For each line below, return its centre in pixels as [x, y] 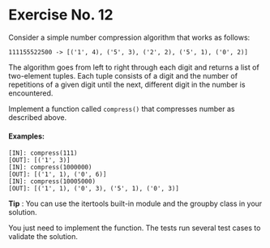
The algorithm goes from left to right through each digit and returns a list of [134, 67]
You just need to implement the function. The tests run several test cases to [135, 228]
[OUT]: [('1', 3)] [39, 160]
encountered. [31, 93]
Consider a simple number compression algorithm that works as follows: [129, 37]
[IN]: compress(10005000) [52, 182]
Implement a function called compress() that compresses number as [122, 109]
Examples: [26, 136]
